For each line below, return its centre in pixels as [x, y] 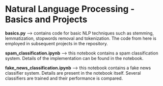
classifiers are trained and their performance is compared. [64, 78]
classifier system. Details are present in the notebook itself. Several [73, 73]
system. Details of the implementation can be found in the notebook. [74, 58]
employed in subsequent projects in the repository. [56, 43]
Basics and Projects [46, 19]
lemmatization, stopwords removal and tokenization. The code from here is [81, 38]
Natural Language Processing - [70, 9]
